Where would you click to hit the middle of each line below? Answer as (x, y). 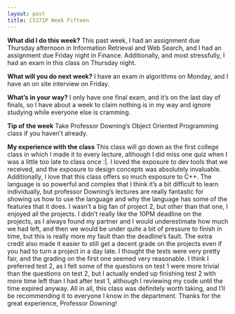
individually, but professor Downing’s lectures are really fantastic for (106, 191)
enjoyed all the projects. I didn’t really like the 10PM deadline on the (105, 214)
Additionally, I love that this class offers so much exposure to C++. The (109, 177)
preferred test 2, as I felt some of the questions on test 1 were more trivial (113, 266)
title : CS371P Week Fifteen (48, 20)
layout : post (26, 14)
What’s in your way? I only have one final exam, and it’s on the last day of (114, 97)
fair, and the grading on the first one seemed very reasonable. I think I (108, 258)
